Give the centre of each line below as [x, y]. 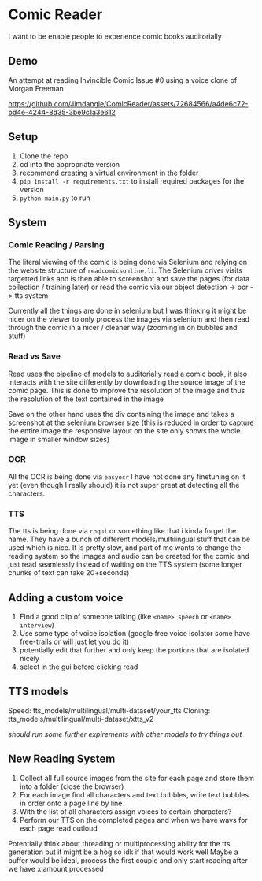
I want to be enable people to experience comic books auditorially [115, 36]
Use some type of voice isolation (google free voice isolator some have [135, 633]
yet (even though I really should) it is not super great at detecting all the [124, 485]
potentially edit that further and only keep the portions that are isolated [134, 650]
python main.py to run [55, 198]
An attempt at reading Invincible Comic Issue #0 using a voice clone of [123, 80]
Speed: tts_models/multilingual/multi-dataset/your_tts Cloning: [109, 710]
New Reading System [62, 759]
